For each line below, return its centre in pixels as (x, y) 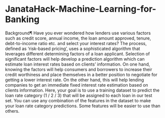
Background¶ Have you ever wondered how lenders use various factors (78, 33)
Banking (22, 19)
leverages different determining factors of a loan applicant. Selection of (78, 54)
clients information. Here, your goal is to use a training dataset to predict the (82, 90)
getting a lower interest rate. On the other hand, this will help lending (75, 80)
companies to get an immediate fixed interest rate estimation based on (77, 85)
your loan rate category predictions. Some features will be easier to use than (83, 106)
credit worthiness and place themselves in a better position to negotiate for (81, 74)
